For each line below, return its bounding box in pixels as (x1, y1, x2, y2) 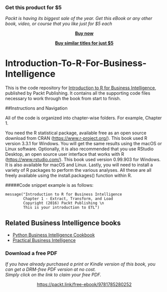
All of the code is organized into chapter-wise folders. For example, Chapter (5, 115, 162, 121)
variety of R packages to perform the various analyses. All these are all (5, 167, 151, 173)
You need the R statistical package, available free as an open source (5, 130, 146, 136)
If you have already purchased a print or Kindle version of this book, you (5, 261, 155, 267)
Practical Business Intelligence (12, 237, 76, 243)
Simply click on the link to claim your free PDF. (5, 272, 102, 278)
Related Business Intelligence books (5, 218, 121, 227)
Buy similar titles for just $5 (55, 40, 114, 46)
